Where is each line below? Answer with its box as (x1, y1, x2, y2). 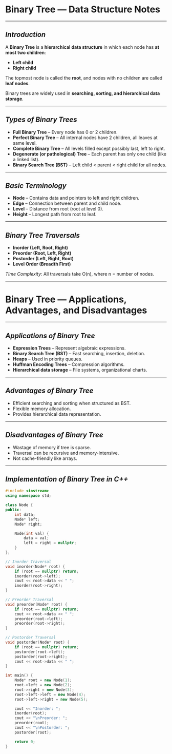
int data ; (14, 512, 36, 517)
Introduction (5, 30, 46, 39)
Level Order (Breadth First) (12, 261, 71, 267)
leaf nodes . (5, 80, 30, 86)
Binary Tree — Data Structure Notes (5, 4, 160, 15)
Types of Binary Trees (5, 115, 78, 124)
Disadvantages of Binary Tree (5, 431, 103, 439)
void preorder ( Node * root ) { (5, 602, 68, 607)
